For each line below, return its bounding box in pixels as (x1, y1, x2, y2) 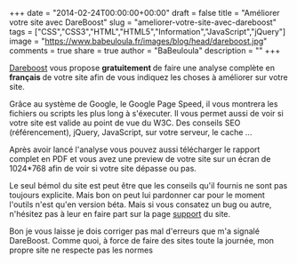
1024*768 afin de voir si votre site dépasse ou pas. (9, 164, 197, 173)
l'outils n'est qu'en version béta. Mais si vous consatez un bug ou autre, (9, 199, 272, 210)
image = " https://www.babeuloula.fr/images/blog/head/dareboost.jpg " (9, 36, 268, 46)
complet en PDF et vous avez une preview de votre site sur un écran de (9, 154, 271, 164)
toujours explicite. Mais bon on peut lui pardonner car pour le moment (9, 190, 265, 200)
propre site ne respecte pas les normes (9, 244, 154, 255)
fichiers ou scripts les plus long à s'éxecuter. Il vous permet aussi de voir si (9, 108, 285, 118)
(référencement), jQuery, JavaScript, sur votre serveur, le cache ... (9, 127, 253, 137)
